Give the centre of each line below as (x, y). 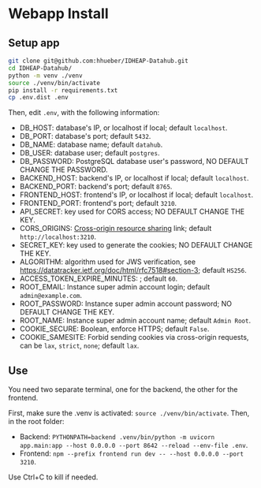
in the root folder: (36, 422)
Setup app (34, 43)
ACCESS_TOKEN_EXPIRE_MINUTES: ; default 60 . (99, 279)
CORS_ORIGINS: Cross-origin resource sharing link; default (116, 229)
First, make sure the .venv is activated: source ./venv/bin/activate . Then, (129, 413)
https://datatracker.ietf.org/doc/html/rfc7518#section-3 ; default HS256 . (133, 270)
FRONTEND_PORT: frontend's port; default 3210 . (98, 203)
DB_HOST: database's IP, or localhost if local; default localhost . (123, 128)
